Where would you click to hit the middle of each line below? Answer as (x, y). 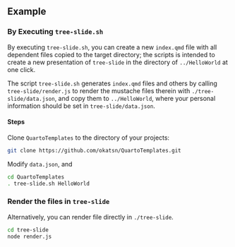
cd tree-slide (28, 230)
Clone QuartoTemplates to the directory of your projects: (89, 138)
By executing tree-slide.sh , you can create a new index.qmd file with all (112, 47)
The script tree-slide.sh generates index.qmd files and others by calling (112, 83)
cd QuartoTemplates (36, 177)
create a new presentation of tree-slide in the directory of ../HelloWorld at (117, 62)
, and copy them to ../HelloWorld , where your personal (135, 98)
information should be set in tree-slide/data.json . (81, 106)
